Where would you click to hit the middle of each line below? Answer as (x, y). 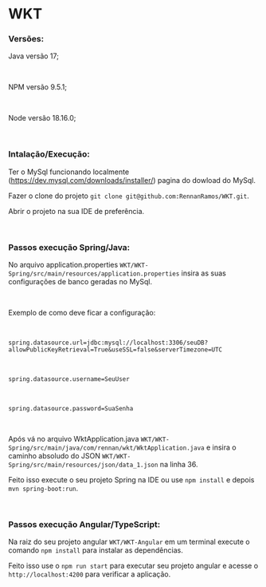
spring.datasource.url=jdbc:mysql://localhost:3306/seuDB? (108, 343)
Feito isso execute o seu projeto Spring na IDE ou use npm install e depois (131, 480)
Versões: (26, 39)
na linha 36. (179, 465)
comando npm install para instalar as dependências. (96, 550)
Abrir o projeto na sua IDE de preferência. (76, 211)
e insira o (221, 447)
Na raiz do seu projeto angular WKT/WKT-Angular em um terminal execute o (129, 542)
